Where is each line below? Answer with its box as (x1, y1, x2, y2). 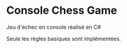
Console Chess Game (6, 4, 117, 17)
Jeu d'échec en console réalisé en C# (6, 23, 101, 31)
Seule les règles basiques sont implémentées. (6, 35, 122, 42)
